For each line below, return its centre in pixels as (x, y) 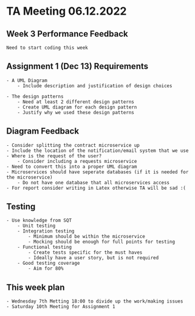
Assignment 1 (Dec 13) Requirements (77, 66)
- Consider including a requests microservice (77, 161)
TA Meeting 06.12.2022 (67, 11)
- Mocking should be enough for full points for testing (101, 242)
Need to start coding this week (47, 48)
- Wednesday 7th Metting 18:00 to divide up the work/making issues (95, 301)
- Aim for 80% (46, 269)
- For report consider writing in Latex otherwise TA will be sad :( (96, 188)
